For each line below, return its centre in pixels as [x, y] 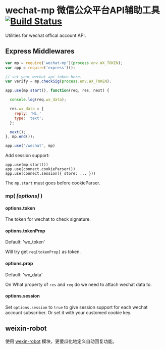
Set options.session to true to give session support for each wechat [76, 307]
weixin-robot [26, 329]
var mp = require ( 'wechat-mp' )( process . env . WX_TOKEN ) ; [64, 63]
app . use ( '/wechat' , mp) [30, 146]
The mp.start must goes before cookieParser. [53, 183]
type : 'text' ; [29, 118]
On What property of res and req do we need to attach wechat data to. [79, 284]
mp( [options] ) [24, 196]
